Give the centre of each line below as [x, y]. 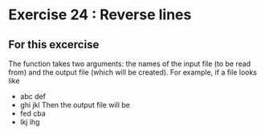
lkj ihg [30, 122]
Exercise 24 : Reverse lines [100, 15]
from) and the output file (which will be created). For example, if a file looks [132, 72]
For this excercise [54, 45]
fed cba [33, 113]
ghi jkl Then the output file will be [75, 105]
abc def [33, 96]
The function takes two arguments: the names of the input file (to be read [130, 63]
